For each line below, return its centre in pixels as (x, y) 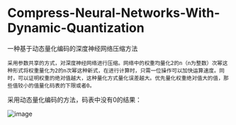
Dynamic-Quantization (76, 28)
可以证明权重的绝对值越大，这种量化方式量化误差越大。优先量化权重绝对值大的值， (120, 78)
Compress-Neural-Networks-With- (114, 13)
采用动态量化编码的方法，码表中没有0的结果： (74, 100)
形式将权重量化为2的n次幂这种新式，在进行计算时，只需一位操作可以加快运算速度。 (116, 71)
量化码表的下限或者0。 (67, 85)
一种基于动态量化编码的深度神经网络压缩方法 (73, 48)
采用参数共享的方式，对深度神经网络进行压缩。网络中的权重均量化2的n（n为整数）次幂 (115, 63)
